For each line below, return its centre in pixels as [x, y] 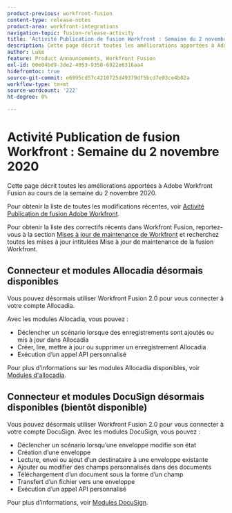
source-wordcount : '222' [43, 90]
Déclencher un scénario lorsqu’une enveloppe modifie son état [107, 445]
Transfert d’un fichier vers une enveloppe [76, 481]
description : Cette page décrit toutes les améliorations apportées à [111, 46]
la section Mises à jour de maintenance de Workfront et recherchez [123, 234]
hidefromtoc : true [33, 71]
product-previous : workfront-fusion [60, 13]
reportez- [209, 227]
